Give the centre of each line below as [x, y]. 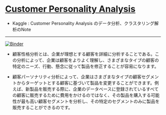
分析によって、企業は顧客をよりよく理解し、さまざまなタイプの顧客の [88, 60]
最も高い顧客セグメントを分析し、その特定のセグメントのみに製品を [90, 101]
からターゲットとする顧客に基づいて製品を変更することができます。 [85, 83]
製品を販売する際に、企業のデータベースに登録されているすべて [94, 89]
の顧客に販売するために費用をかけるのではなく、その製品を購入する [82, 95]
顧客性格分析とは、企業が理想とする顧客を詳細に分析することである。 [83, 54]
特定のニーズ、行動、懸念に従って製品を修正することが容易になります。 [85, 66]
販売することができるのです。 [42, 107]
